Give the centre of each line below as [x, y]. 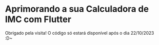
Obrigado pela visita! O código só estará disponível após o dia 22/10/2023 [80, 33]
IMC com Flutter [38, 19]
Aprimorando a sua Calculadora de [77, 9]
